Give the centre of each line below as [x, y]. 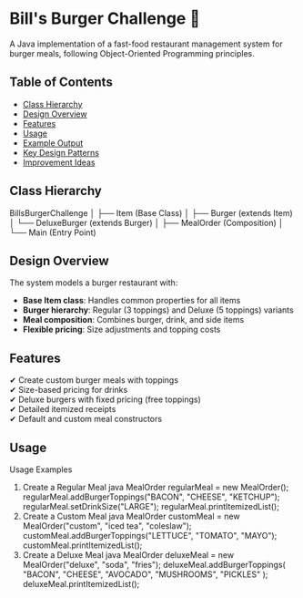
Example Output [53, 143]
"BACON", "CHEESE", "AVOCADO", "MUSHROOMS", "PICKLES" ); [145, 574]
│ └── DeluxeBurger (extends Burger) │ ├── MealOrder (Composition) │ [146, 222]
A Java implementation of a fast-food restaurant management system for [146, 44]
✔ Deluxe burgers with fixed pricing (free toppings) [106, 399]
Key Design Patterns [61, 152]
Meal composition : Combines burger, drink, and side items [133, 320]
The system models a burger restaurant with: [94, 283]
